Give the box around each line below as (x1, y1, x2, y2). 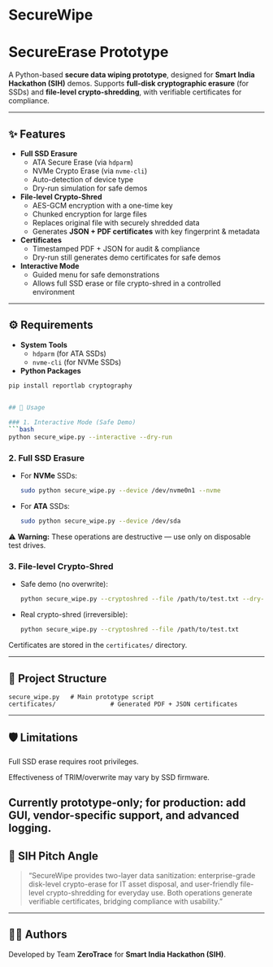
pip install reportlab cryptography (8, 381, 132, 390)
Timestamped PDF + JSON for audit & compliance (32, 243, 201, 253)
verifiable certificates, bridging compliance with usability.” (28, 897, 223, 907)
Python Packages (19, 365, 81, 375)
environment (32, 287, 76, 296)
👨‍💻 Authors (8, 928, 67, 942)
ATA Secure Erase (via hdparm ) (32, 157, 134, 167)
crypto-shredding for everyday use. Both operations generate (45, 888, 253, 898)
